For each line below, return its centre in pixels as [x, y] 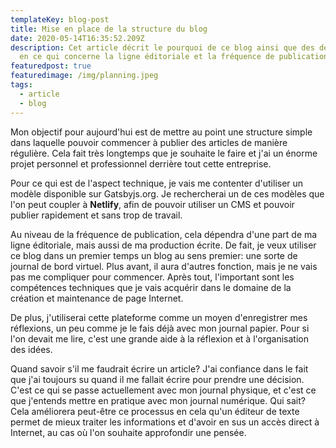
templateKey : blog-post [60, 19]
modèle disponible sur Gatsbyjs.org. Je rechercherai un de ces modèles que [167, 193]
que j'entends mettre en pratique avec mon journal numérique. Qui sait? [158, 400]
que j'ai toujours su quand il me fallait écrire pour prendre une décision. [157, 379]
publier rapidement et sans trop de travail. [96, 215]
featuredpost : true [51, 66]
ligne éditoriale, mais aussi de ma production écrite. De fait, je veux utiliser [163, 245]
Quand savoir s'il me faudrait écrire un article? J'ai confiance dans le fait [159, 368]
